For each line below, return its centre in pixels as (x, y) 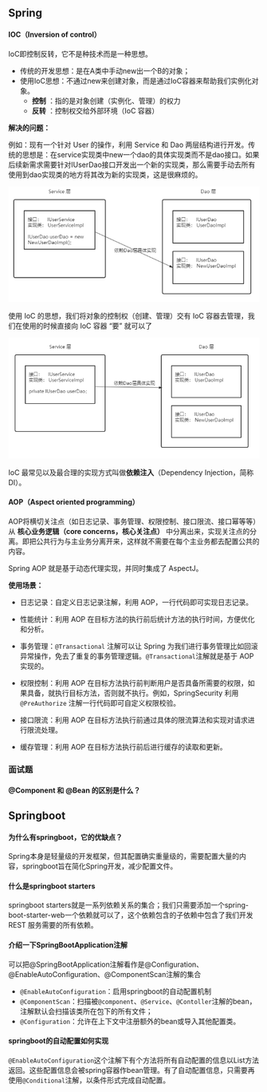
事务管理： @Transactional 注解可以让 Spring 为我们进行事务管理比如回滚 (139, 647)
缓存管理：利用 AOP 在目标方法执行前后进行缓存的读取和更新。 (123, 747)
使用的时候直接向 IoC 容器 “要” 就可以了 (87, 326)
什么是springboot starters (52, 886)
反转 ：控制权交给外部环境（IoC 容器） (95, 110)
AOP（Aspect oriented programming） (74, 502)
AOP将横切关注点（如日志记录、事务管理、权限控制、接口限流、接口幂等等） (132, 521)
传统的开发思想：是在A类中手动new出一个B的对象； (105, 70)
